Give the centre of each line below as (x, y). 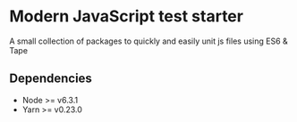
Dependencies (51, 79)
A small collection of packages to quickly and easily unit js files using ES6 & (148, 41)
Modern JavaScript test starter (127, 16)
